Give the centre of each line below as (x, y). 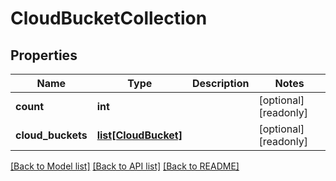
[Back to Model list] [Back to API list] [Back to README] (125, 166)
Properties (44, 55)
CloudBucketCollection (109, 18)
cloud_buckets (51, 135)
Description (220, 83)
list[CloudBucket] (139, 135)
